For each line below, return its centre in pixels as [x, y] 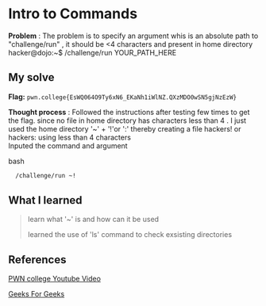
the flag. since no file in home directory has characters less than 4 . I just [127, 120]
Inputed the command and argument [68, 145]
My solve [31, 77]
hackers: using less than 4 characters [69, 137]
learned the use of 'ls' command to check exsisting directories [130, 235]
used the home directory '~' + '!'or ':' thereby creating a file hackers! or [125, 128]
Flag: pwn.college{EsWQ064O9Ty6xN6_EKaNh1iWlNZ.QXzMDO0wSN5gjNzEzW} [122, 97]
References [37, 260]
